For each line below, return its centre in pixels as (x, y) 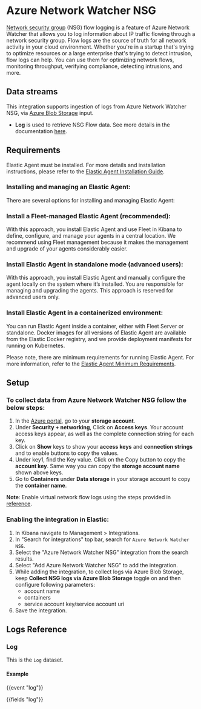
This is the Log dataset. (35, 660)
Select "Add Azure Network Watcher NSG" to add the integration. (96, 565)
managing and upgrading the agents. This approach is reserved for (90, 291)
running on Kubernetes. (36, 345)
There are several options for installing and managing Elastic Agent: (91, 200)
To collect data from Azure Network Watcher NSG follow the (96, 400)
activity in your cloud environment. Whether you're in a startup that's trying (100, 47)
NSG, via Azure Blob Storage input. (50, 112)
